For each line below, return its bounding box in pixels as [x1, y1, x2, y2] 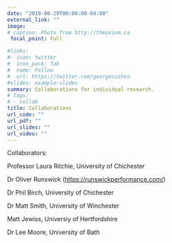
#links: [7, 48, 29, 55]
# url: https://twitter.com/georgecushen [7, 73, 130, 80]
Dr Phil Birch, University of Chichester [7, 188, 114, 197]
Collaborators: [7, 149, 47, 157]
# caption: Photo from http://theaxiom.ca [7, 29, 130, 36]
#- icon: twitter [7, 54, 57, 61]
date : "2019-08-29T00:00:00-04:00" [7, 10, 109, 17]
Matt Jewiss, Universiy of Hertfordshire [7, 215, 118, 223]
